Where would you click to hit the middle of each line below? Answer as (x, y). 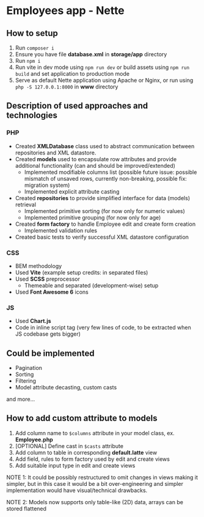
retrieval (26, 204)
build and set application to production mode (72, 74)
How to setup (32, 33)
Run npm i (28, 61)
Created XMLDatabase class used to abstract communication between (105, 146)
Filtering (26, 381)
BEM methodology (38, 266)
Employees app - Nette (66, 11)
